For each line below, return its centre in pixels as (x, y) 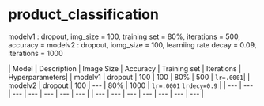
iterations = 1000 (36, 53)
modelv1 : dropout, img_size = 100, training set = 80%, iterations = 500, (124, 36)
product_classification (84, 15)
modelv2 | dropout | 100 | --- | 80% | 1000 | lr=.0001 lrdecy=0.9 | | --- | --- (131, 85)
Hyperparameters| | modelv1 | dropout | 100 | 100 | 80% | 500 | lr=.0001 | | (129, 77)
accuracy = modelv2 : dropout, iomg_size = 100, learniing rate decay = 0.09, (132, 44)
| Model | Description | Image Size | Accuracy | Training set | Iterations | (125, 68)
